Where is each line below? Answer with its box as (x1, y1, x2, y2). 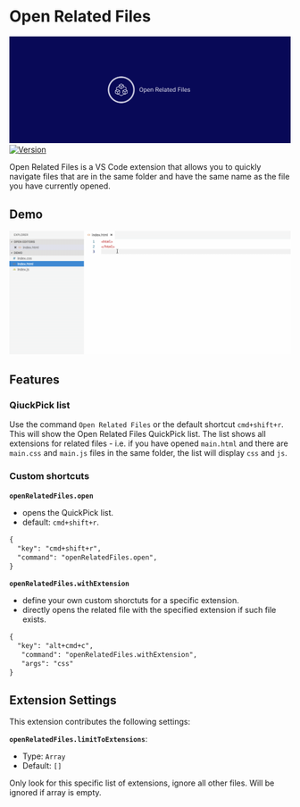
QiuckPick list (9, 399, 71, 411)
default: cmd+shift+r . (21, 517, 100, 528)
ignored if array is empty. (9, 786, 102, 797)
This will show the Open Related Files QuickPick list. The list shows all (9, 428, 266, 439)
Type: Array (21, 751, 66, 761)
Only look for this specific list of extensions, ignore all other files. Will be (9, 778, 275, 788)
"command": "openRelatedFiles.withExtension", (21, 651, 198, 660)
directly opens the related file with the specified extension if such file (21, 605, 277, 616)
